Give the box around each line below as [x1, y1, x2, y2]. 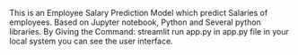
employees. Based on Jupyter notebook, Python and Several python [9, 17, 262, 27]
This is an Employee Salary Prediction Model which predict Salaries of [9, 8, 268, 18]
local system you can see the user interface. [9, 35, 173, 46]
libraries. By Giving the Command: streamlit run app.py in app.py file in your [9, 27, 290, 36]
